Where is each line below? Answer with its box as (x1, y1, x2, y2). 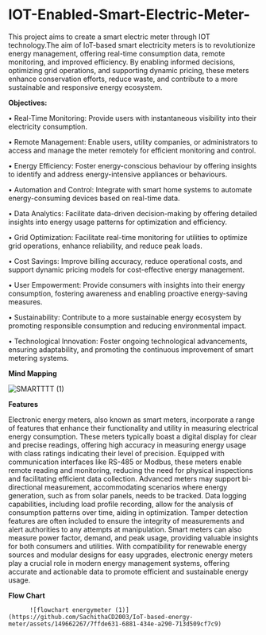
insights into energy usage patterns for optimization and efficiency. (8, 217, 228, 227)
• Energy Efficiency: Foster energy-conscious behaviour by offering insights (8, 161, 257, 170)
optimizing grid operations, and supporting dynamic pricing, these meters (8, 65, 249, 75)
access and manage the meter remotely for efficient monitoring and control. (8, 145, 256, 155)
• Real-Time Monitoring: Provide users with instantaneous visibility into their (8, 113, 256, 122)
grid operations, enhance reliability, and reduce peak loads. (8, 241, 202, 250)
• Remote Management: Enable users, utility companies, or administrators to (8, 137, 258, 146)
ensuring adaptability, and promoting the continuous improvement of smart (8, 344, 254, 354)
